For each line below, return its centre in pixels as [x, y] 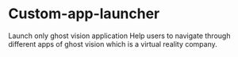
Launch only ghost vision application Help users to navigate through [119, 36]
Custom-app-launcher [84, 14]
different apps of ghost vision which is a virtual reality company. [113, 44]
